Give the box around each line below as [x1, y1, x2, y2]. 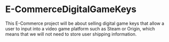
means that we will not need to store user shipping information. [5, 31, 137, 37]
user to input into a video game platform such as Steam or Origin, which [5, 25, 155, 31]
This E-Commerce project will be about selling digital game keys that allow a [5, 20, 164, 26]
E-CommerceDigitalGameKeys [5, 4, 137, 15]
